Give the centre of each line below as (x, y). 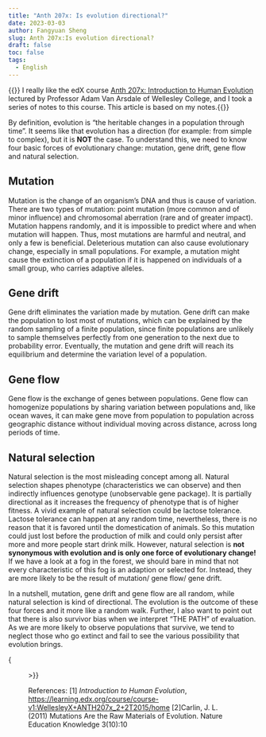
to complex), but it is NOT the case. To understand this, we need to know (128, 139)
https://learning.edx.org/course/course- (94, 699)
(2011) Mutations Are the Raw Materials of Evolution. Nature (125, 716)
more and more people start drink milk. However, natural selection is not (126, 544)
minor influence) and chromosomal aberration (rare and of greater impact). (131, 217)
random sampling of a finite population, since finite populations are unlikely (131, 329)
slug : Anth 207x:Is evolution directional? (81, 38)
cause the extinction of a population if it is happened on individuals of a (125, 259)
